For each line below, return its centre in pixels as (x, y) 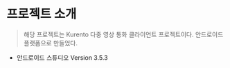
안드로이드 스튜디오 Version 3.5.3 (62, 57)
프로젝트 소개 (42, 14)
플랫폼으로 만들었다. (50, 43)
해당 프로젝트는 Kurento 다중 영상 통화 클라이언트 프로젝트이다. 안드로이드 (123, 34)
